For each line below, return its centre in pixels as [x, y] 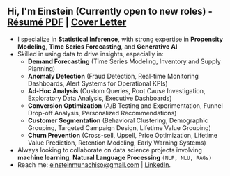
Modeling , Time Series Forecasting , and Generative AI [97, 46]
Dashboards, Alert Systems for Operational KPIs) [98, 83]
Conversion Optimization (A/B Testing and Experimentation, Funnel [125, 105]
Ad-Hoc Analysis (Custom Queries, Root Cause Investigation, [116, 90]
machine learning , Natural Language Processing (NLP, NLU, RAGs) [115, 157]
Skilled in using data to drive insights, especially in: [90, 54]
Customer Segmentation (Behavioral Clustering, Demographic [118, 120]
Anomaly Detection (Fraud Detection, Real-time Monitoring [113, 76]
